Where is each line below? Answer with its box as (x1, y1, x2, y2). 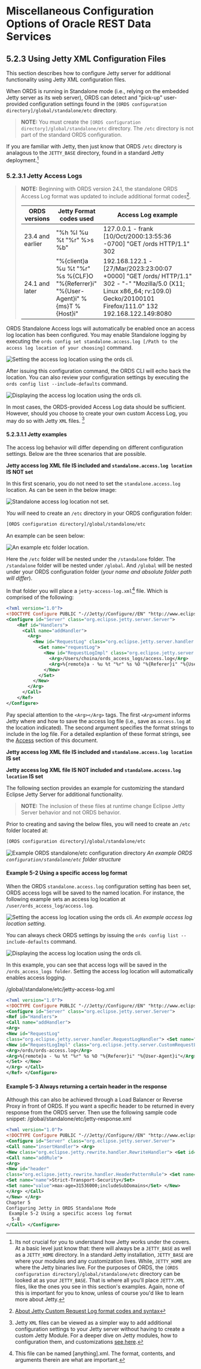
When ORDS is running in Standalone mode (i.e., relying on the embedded (6, 88, 189, 94)
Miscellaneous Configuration (6, 4, 154, 18)
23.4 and (23, 232, 50, 240)
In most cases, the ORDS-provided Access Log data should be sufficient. (6, 403, 187, 410)
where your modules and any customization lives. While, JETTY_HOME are (14, 1257, 191, 1265)
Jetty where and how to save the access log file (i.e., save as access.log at (6, 717, 191, 724)
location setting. (6, 920, 46, 927)
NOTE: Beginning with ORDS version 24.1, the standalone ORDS (20, 185, 178, 192)
